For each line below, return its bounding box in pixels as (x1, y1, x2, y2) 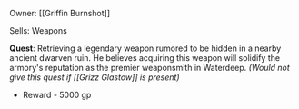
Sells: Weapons (9, 25, 68, 35)
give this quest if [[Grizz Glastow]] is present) (9, 72, 180, 83)
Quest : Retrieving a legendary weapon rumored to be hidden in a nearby (9, 43, 282, 54)
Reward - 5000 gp (22, 90, 92, 100)
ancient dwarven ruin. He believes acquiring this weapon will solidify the (9, 53, 280, 63)
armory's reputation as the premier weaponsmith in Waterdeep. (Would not (9, 63, 291, 73)
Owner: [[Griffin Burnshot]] (9, 8, 111, 18)
